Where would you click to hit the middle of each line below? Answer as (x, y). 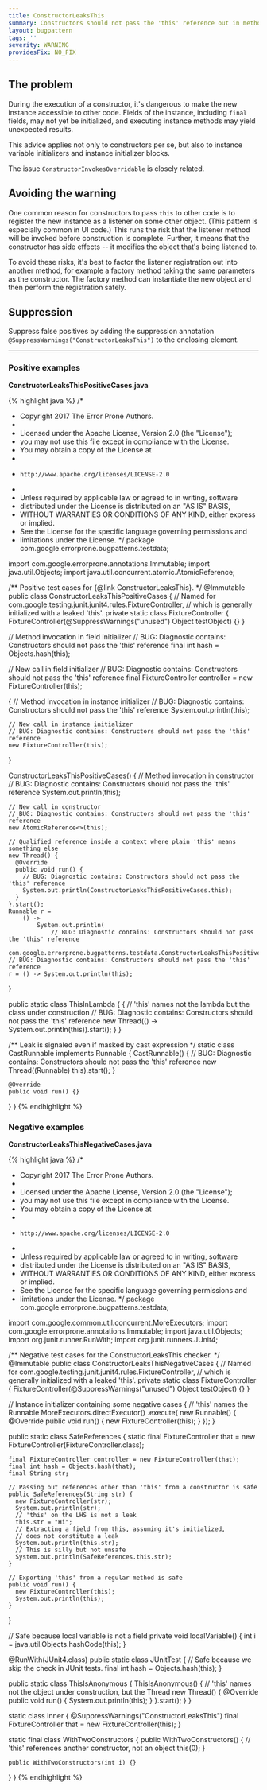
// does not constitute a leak (67, 1536)
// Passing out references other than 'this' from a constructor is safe (133, 1488)
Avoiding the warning (62, 194)
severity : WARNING (39, 45)
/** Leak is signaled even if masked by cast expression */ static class (121, 1044)
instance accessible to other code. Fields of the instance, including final (128, 112)
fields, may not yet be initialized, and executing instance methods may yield (132, 121)
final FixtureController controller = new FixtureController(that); (124, 1460)
